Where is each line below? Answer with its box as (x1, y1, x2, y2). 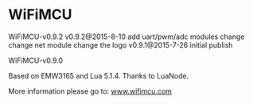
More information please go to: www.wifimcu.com (8, 86, 173, 96)
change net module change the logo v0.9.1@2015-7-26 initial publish (8, 40, 233, 49)
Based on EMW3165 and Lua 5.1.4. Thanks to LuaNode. (8, 71, 189, 80)
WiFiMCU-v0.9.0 (8, 56, 64, 65)
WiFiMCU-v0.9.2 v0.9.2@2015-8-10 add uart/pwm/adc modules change (8, 32, 245, 41)
